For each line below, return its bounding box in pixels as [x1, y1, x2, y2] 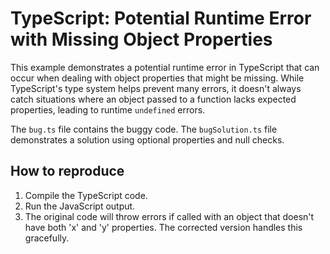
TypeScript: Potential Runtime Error [10, 7, 312, 30]
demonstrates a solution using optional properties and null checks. [10, 133, 285, 146]
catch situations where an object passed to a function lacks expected [10, 93, 297, 105]
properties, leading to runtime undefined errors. [10, 103, 206, 116]
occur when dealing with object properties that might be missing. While [10, 72, 305, 84]
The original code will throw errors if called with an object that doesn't [24, 210, 315, 222]
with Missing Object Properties [10, 28, 273, 51]
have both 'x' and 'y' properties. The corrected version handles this [24, 221, 303, 233]
